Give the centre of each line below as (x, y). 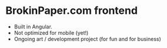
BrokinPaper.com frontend (72, 11)
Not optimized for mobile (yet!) (51, 32)
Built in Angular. (33, 27)
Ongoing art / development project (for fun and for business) (87, 39)
